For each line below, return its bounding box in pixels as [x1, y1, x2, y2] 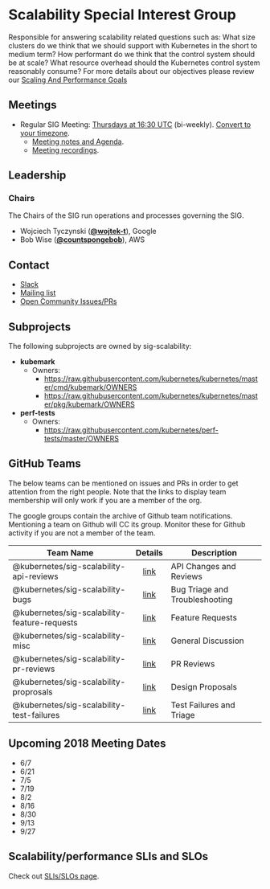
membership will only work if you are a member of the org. [8, 495, 202, 505]
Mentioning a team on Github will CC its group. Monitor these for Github [8, 519, 246, 529]
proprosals [12, 686, 54, 697]
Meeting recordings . [31, 145, 100, 154]
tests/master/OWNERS [43, 434, 119, 444]
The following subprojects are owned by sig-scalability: [8, 342, 192, 351]
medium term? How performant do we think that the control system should [8, 49, 256, 59]
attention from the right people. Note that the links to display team [8, 486, 227, 496]
